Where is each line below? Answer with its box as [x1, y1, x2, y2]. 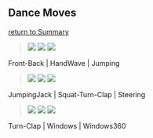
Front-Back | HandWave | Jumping [8, 58, 120, 67]
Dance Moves [8, 6, 77, 20]
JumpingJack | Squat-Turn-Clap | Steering [8, 89, 146, 99]
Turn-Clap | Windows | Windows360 [8, 121, 126, 130]
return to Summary [8, 27, 69, 36]
